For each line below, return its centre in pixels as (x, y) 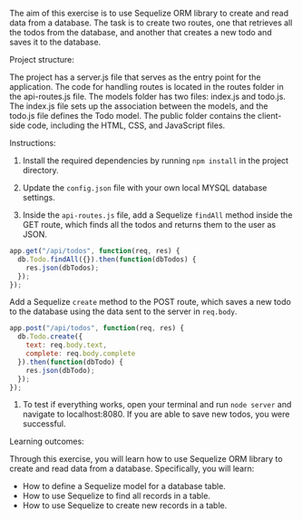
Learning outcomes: (47, 442)
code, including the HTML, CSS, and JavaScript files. (126, 125)
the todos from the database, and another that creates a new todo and (141, 32)
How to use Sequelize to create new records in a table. (125, 505)
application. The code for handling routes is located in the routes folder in (146, 87)
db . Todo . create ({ (50, 337)
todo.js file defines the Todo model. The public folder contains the (132, 116)
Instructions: (33, 143)
